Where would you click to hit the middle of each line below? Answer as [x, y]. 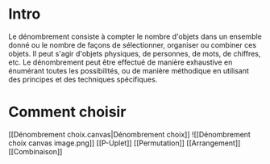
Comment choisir [67, 112]
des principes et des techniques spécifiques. [83, 79]
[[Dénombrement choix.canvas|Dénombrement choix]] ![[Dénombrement [130, 134]
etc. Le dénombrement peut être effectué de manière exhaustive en [120, 62]
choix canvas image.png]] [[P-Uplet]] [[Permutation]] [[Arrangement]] [125, 143]
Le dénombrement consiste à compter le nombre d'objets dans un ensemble [135, 36]
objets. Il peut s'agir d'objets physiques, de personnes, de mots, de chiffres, [135, 53]
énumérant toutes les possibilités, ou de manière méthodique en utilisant [129, 70]
